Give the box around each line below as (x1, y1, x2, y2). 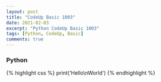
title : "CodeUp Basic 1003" (6, 14, 76, 20)
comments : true (6, 36, 44, 42)
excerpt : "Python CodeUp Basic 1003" (6, 25, 100, 31)
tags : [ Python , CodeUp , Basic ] (6, 31, 84, 37)
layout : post (6, 8, 39, 15)
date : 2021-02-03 (6, 20, 49, 26)
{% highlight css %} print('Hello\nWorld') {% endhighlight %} (6, 70, 156, 77)
